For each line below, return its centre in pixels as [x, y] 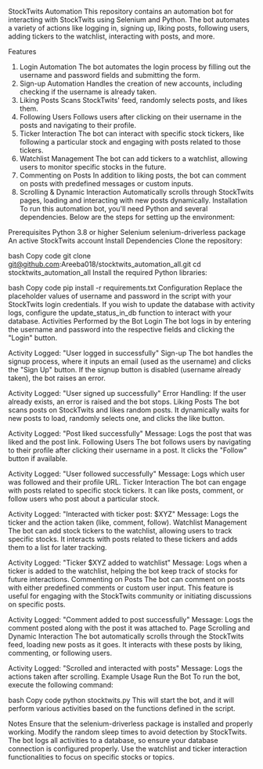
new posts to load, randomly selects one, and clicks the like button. [117, 418]
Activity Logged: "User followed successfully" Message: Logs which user [126, 474]
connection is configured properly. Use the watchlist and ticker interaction [128, 749]
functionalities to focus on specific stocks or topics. [91, 757]
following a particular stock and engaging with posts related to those [130, 142]
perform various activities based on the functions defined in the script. [122, 709]
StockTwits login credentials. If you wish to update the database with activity [131, 304]
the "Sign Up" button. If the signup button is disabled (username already [124, 370]
